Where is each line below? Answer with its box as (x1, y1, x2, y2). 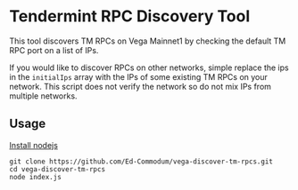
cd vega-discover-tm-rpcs (9, 164, 105, 174)
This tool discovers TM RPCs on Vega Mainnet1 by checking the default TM (9, 36, 286, 46)
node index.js (9, 172, 62, 181)
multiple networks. (9, 91, 78, 101)
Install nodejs (9, 139, 58, 150)
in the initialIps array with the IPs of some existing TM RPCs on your (9, 71, 268, 82)
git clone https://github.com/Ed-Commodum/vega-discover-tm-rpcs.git (9, 157, 274, 166)
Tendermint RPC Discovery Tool (9, 6, 251, 27)
